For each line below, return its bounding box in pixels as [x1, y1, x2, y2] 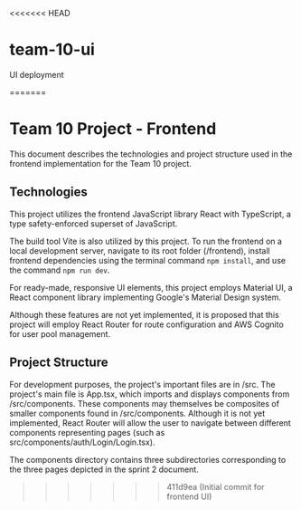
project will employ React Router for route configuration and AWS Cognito [9, 319, 285, 330]
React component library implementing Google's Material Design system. [9, 292, 282, 303]
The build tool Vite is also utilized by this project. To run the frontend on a [9, 236, 283, 246]
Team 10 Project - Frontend [9, 119, 217, 140]
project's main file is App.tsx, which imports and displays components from [9, 389, 290, 399]
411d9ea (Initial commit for [166, 481, 265, 492]
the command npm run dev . [9, 265, 110, 275]
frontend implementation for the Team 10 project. [9, 158, 193, 168]
